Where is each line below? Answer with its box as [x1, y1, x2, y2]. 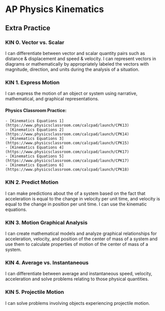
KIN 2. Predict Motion [5, 179, 59, 186]
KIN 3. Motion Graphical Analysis [5, 219, 88, 226]
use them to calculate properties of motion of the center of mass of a [5, 241, 148, 247]
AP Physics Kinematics [5, 4, 104, 15]
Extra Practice [5, 24, 51, 32]
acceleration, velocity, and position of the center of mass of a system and [5, 236, 157, 242]
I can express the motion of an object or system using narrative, [5, 90, 138, 96]
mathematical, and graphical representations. [5, 96, 99, 102]
